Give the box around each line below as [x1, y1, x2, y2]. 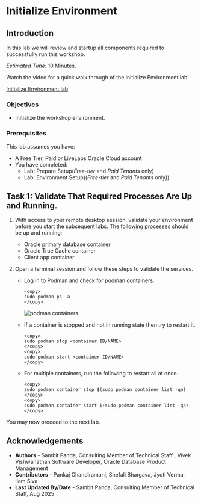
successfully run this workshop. [6, 51, 85, 58]
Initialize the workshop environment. [14, 114, 105, 122]
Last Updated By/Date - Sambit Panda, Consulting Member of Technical [14, 484, 194, 491]
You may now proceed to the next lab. [6, 418, 100, 425]
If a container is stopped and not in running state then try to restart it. [23, 321, 196, 329]
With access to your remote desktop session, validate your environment [14, 217, 194, 224]
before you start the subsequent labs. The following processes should [14, 223, 189, 230]
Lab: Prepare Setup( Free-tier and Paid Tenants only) [23, 167, 155, 174]
